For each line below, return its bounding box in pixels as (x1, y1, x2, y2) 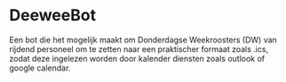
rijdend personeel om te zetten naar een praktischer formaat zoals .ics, (9, 43, 269, 54)
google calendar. (9, 63, 71, 73)
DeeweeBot (9, 5, 96, 26)
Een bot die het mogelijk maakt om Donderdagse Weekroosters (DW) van (9, 34, 277, 45)
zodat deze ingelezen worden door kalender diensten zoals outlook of (9, 53, 266, 63)
